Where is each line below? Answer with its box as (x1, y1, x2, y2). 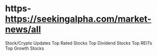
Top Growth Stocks (5, 45, 44, 51)
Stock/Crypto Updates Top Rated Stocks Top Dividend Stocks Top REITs (5, 40, 152, 46)
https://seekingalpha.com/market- (5, 13, 152, 25)
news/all (5, 24, 41, 35)
